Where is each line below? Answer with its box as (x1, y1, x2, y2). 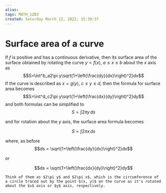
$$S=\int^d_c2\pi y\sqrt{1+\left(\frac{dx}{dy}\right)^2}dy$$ (23, 94, 144, 99)
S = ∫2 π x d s (72, 128, 95, 134)
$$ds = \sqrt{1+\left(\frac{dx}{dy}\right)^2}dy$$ (34, 165, 133, 171)
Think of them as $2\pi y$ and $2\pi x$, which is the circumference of (5, 175, 159, 180)
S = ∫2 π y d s (72, 109, 95, 115)
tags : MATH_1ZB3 (5, 12, 39, 17)
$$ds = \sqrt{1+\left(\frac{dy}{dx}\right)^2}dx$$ (34, 146, 133, 152)
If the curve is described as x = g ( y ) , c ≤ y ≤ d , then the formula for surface (5, 81, 161, 87)
